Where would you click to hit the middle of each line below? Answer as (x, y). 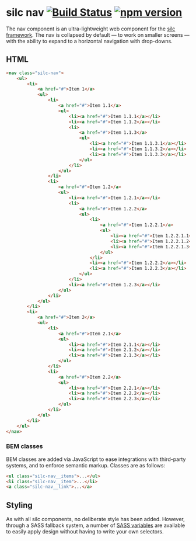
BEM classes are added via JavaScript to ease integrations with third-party (96, 459)
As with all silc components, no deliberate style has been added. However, (95, 519)
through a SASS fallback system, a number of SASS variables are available (96, 525)
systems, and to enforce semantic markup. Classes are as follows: (85, 465)
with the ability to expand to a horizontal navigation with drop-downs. (90, 41)
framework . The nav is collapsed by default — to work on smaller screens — (98, 34)
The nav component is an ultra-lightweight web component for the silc (91, 29)
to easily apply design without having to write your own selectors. (85, 532)
